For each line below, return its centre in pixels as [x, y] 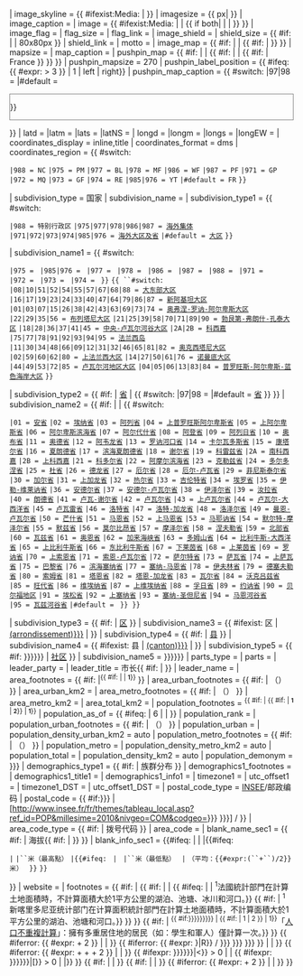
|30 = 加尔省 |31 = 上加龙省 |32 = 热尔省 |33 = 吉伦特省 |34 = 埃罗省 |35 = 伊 [148, 480]
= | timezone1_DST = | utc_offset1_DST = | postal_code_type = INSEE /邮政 [147, 786]
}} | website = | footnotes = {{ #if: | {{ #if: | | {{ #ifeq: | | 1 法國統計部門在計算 [149, 886]
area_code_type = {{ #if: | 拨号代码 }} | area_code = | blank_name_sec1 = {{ [149, 828]
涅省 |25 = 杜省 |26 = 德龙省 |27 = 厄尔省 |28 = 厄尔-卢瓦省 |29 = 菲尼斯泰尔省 [148, 470]
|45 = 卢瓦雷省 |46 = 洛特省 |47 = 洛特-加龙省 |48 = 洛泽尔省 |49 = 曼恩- [161, 509]
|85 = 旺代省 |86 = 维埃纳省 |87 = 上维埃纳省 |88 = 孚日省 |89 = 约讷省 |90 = [146, 586]
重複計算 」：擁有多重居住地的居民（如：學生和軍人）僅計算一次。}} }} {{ [156, 932]
